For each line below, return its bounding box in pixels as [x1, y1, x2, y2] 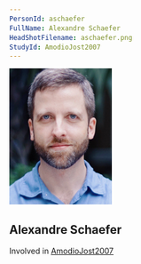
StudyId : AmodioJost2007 [9, 43, 101, 52]
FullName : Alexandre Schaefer [9, 23, 121, 33]
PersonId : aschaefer [9, 14, 86, 23]
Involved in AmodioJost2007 [9, 245, 114, 257]
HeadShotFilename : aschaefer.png [9, 33, 133, 42]
